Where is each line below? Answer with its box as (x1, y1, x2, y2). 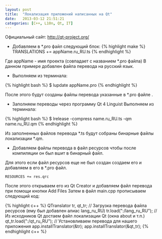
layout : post (5, 7, 32, 12)
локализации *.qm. (5, 136, 44, 141)
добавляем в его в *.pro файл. (5, 165, 67, 171)
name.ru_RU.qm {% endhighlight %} (5, 121, 78, 127)
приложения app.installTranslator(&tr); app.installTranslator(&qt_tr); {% (5, 223, 149, 229)
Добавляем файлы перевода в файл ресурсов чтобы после (12, 145, 137, 151)
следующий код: (5, 193, 40, 199)
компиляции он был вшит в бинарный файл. (12, 150, 104, 156)
